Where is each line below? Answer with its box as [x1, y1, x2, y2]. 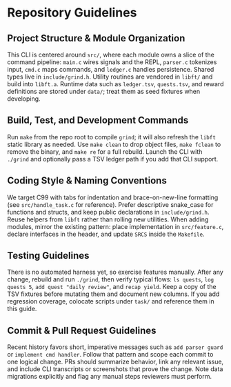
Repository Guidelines [7, 5, 137, 21]
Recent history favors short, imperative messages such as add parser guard [7, 343, 223, 351]
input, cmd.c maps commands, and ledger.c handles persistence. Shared [7, 66, 214, 73]
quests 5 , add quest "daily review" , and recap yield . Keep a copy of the [7, 283, 217, 291]
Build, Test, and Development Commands [7, 115, 189, 126]
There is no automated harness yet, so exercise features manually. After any [7, 268, 224, 277]
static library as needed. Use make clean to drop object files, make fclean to [7, 140, 221, 148]
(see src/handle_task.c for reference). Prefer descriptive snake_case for [7, 200, 214, 208]
